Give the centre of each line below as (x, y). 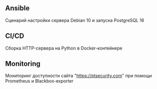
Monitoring (23, 64)
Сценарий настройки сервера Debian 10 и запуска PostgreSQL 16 (75, 20)
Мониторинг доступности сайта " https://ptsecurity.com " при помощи (78, 76)
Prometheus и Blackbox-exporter (39, 81)
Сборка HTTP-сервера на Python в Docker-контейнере (64, 48)
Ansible (17, 8)
